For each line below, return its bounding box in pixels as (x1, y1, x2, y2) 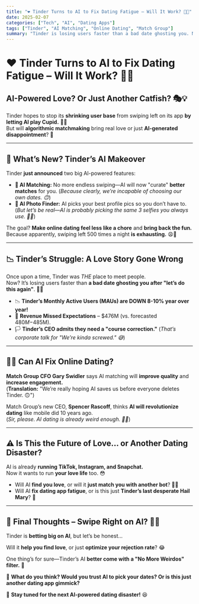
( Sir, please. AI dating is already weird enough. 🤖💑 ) (6, 416, 131, 423)
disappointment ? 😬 (6, 131, 54, 139)
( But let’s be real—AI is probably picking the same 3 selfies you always (14, 206, 188, 213)
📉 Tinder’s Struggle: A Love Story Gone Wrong (6, 254, 184, 265)
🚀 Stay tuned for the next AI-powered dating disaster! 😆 (6, 591, 148, 598)
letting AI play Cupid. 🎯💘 (6, 118, 68, 125)
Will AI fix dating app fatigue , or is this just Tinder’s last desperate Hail (14, 487, 190, 495)
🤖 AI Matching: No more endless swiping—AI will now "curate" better (14, 181, 185, 188)
